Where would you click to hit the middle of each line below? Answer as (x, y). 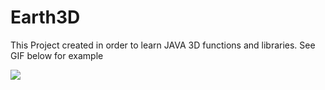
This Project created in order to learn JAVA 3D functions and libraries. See (163, 45)
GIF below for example (57, 55)
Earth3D (45, 17)
